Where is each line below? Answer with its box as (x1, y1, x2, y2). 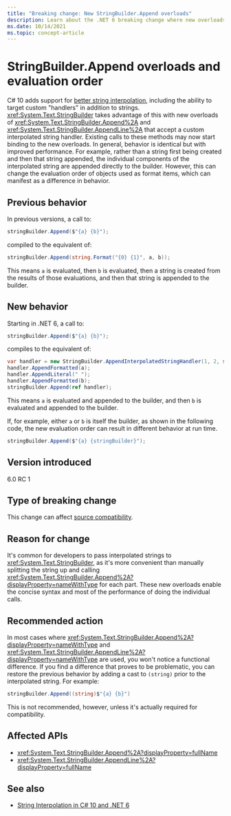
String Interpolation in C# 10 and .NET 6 (16, 801, 130, 809)
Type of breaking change (7, 495, 117, 506)
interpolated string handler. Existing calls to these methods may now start (7, 133, 215, 141)
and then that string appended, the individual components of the (7, 155, 190, 163)
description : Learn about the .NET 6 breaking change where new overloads (7, 17, 226, 23)
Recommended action (7, 615, 104, 627)
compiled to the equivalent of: (7, 240, 92, 248)
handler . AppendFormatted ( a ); (7, 365, 91, 372)
